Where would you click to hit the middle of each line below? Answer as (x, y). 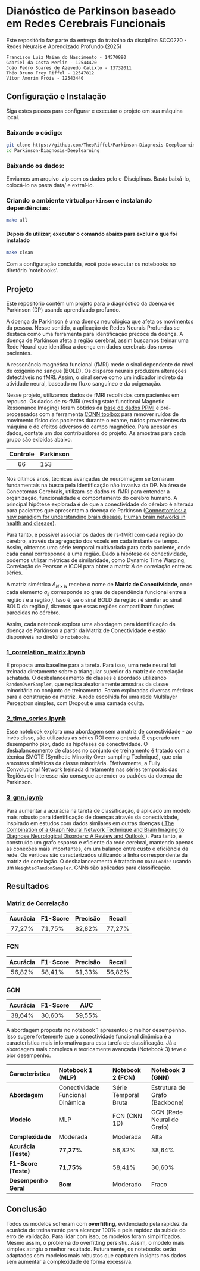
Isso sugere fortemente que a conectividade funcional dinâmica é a (89, 1036)
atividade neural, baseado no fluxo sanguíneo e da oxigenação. (84, 384)
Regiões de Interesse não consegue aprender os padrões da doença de (94, 776)
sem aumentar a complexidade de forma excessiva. (69, 1261)
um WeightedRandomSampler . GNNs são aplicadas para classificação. (89, 868)
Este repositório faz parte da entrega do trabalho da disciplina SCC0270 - (96, 40)
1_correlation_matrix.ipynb (46, 652)
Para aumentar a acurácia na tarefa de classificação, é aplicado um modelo (99, 810)
